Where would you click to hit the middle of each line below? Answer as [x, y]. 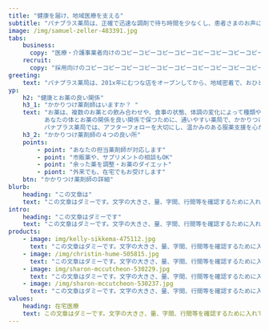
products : [25, 232]
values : [21, 299]
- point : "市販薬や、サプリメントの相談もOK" [105, 157]
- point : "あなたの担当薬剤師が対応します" [102, 150]
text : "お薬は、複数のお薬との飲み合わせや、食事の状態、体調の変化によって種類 [139, 113]
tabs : [17, 38]
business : [39, 46]
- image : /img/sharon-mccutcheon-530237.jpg [98, 284]
